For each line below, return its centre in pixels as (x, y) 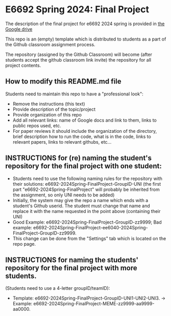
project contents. (23, 65)
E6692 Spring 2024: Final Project (77, 9)
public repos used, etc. (37, 125)
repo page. (24, 244)
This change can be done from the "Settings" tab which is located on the (89, 238)
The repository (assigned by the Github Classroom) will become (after (79, 54)
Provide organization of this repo (47, 114)
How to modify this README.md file (63, 81)
